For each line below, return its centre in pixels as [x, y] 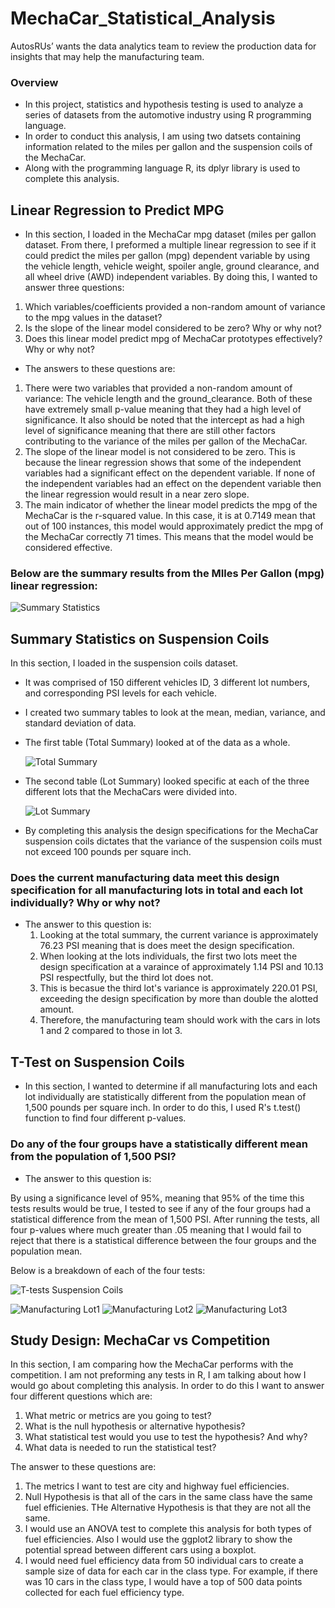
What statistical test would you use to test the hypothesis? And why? [166, 1437]
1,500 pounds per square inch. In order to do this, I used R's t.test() [163, 1108]
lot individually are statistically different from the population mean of [165, 1097]
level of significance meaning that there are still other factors [150, 431]
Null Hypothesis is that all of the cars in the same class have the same [168, 1497]
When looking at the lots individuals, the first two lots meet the [168, 956]
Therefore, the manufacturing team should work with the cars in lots [180, 1020]
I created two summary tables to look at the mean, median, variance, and [175, 713]
